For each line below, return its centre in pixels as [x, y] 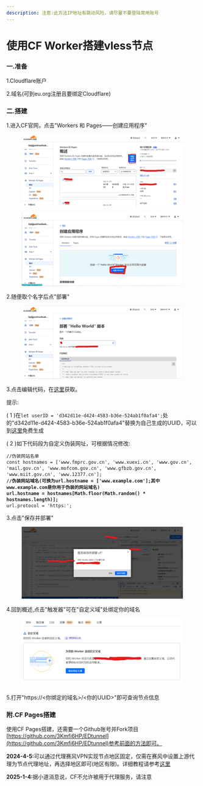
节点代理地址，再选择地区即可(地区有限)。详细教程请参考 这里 [94, 764]
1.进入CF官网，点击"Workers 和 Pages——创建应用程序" [77, 126]
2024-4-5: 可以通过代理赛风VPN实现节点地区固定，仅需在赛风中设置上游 [98, 756]
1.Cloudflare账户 [27, 81]
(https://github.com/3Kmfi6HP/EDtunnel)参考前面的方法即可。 [84, 743]
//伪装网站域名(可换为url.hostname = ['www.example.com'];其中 [83, 481]
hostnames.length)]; [33, 500]
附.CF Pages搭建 [31, 715]
